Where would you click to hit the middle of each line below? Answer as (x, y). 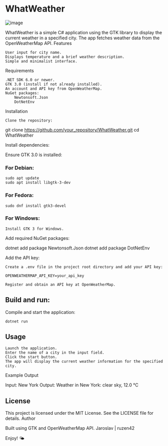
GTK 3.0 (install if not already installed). (54, 84)
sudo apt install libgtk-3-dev (38, 183)
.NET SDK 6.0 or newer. (30, 80)
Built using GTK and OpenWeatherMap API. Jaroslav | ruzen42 (70, 428)
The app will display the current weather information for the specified (84, 362)
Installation (17, 111)
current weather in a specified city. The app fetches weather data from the (82, 38)
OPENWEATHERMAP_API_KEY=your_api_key (45, 276)
